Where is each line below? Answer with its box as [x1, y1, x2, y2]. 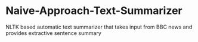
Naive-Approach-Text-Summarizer [5, 4, 182, 17]
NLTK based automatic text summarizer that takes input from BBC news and [5, 23, 193, 30]
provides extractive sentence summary [5, 29, 102, 36]
